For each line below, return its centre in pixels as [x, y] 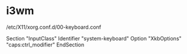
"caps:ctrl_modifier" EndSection [45, 45]
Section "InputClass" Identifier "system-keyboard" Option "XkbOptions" [94, 38]
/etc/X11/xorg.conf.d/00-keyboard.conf [54, 27]
